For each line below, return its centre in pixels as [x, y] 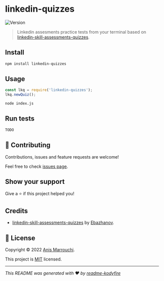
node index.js [20, 103]
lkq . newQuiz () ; [20, 95]
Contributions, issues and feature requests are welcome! [62, 157]
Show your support [35, 181]
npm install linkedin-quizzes [36, 64]
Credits [17, 211]
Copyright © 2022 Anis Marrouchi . [40, 250]
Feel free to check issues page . [37, 166]
